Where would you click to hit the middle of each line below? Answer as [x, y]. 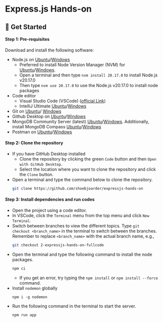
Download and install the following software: [49, 50]
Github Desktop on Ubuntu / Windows [49, 116]
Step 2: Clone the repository [34, 143]
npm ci [19, 268]
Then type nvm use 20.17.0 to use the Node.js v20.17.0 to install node [89, 85]
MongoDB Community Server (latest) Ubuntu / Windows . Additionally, [81, 121]
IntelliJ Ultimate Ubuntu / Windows [53, 106]
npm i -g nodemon [30, 297]
